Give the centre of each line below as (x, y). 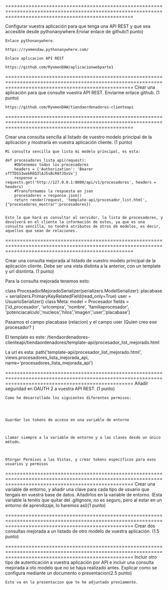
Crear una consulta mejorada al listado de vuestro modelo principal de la (80, 261)
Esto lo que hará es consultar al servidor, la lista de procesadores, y (84, 217)
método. (13, 442)
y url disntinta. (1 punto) (30, 271)
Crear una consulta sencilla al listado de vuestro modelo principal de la (79, 137)
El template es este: (26, 337)
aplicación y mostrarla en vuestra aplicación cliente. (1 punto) (69, 142)
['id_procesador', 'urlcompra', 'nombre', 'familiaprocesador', (67, 307)
